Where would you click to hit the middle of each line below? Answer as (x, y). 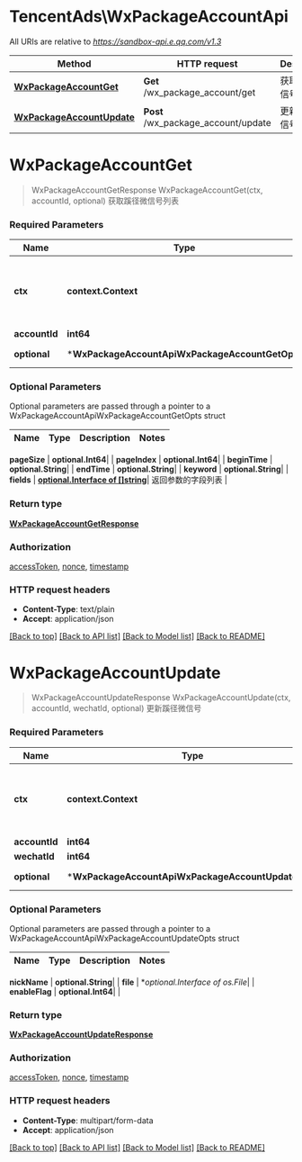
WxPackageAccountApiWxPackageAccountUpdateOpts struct (124, 938)
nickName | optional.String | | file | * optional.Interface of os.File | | (132, 982)
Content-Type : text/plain (68, 609)
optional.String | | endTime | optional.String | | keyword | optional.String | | (149, 469)
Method (74, 63)
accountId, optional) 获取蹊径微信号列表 (105, 201)
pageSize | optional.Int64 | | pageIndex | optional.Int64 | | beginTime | (141, 460)
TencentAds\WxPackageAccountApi (149, 17)
